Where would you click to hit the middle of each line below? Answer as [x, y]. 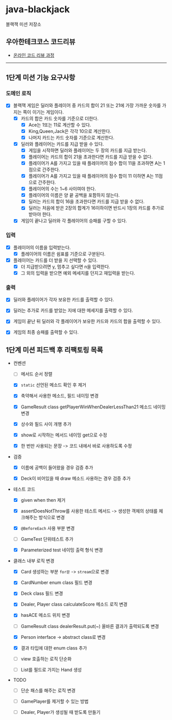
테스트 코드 [24, 489]
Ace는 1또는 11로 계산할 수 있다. [60, 125]
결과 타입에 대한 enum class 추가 [54, 648]
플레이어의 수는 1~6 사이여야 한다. [62, 189]
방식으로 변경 [52, 518]
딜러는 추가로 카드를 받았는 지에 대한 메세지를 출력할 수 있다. [73, 311]
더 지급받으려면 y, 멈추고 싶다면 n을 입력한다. [65, 266]
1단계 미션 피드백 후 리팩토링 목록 [55, 350]
